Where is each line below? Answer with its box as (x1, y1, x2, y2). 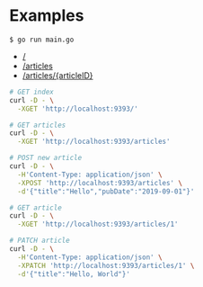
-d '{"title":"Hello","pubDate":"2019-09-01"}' (17, 186, 195, 196)
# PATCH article (9, 236, 70, 246)
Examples (9, 5, 84, 26)
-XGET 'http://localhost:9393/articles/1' (17, 220, 179, 229)
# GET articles (9, 121, 66, 130)
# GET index (9, 87, 54, 96)
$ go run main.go (9, 35, 75, 44)
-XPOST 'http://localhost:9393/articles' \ (17, 178, 182, 187)
